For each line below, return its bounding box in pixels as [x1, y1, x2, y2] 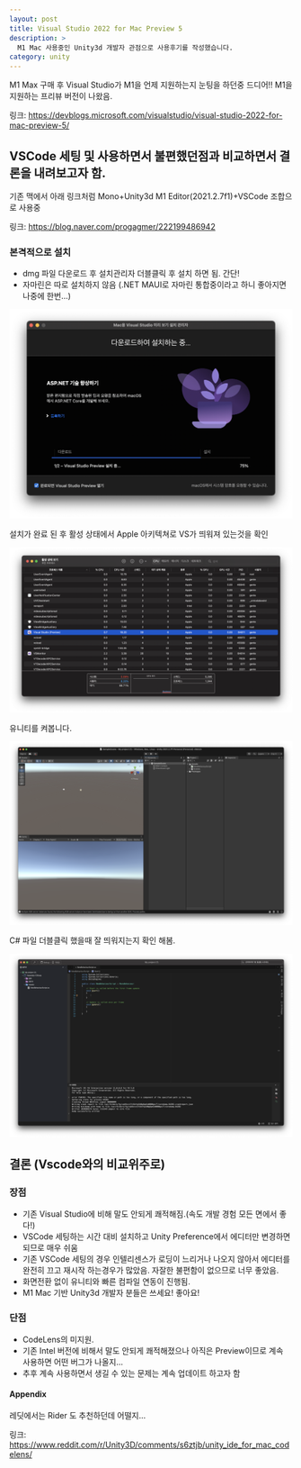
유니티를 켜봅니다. [9, 723, 73, 734]
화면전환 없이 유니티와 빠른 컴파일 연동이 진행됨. [22, 1275, 190, 1287]
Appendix [9, 1389, 47, 1400]
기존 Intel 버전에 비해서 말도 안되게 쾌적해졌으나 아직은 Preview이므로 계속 [22, 1345, 284, 1355]
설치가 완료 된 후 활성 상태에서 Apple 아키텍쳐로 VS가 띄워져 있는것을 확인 [9, 528, 269, 539]
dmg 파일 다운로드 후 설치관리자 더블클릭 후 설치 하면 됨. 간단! [22, 268, 240, 279]
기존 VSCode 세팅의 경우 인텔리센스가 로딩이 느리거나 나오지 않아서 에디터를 [22, 1253, 290, 1264]
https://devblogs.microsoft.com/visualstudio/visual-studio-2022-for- [28, 110, 283, 121]
